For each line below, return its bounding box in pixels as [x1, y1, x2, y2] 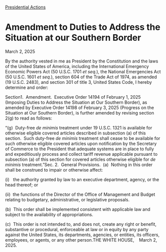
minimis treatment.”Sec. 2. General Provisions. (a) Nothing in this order [5, 161, 153, 168]
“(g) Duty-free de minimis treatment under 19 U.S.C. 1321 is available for [5, 125, 152, 130]
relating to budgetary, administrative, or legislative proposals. [5, 196, 130, 202]
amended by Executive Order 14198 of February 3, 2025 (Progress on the [5, 104, 154, 111]
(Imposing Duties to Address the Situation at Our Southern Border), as [5, 99, 147, 105]
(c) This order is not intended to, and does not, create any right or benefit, [5, 221, 157, 227]
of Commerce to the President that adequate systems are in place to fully [5, 146, 154, 152]
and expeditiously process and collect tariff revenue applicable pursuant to [5, 151, 158, 157]
